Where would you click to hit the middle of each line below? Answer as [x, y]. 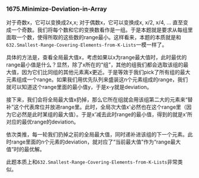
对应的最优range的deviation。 [43, 122]
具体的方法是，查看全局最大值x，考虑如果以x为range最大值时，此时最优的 [97, 58]
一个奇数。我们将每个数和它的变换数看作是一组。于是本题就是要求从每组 [99, 30]
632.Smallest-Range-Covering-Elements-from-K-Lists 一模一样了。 [87, 45]
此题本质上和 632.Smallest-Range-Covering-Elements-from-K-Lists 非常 [92, 162]
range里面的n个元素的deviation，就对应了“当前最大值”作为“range [91, 142]
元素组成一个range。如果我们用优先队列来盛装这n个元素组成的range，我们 [97, 80]
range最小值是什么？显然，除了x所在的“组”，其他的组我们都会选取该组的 [95, 65]
